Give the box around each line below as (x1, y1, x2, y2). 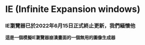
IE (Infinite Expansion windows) (5, 3, 140, 15)
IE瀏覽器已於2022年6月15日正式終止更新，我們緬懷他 (5, 22, 135, 29)
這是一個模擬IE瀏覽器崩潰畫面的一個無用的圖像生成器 (5, 34, 116, 40)
